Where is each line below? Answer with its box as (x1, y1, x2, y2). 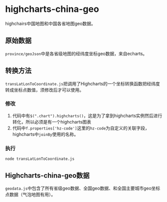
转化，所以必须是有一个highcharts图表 (12, 119, 91, 125)
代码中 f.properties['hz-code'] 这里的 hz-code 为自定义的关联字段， (12, 125, 150, 131)
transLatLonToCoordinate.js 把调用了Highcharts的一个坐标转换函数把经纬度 (5, 80, 161, 86)
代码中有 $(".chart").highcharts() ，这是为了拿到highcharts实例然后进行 (12, 113, 163, 119)
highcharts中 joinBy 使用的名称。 (12, 131, 79, 137)
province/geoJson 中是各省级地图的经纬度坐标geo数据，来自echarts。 (5, 51, 148, 57)
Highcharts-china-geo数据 (5, 171, 90, 180)
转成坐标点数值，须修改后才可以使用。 (5, 87, 84, 93)
